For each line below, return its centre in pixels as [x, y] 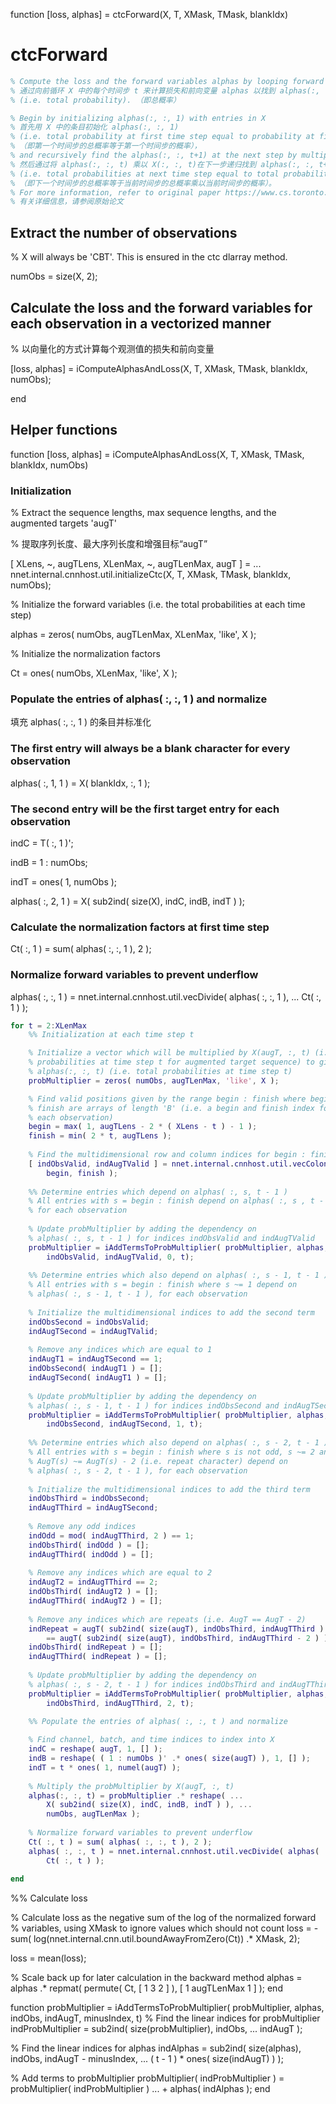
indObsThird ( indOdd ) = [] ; [89, 1545]
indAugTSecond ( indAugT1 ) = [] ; [98, 1378]
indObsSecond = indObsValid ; [89, 1322]
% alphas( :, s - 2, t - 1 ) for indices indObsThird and [151, 1684]
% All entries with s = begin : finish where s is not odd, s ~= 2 [171, 1452]
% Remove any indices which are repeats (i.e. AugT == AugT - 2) [167, 1619]
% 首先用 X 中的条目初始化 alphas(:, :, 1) [95, 127]
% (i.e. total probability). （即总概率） [95, 100]
